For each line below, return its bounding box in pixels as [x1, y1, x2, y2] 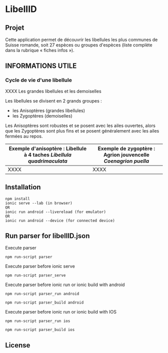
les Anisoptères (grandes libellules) [12, 107, 85, 113]
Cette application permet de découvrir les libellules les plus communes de [5, 36, 158, 42]
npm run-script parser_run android [5, 291, 79, 296]
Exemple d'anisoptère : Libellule [8, 145, 86, 152]
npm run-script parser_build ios [5, 327, 75, 332]
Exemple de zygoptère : [97, 145, 155, 152]
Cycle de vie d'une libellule [5, 76, 72, 83]
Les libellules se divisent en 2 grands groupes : [5, 97, 102, 103]
